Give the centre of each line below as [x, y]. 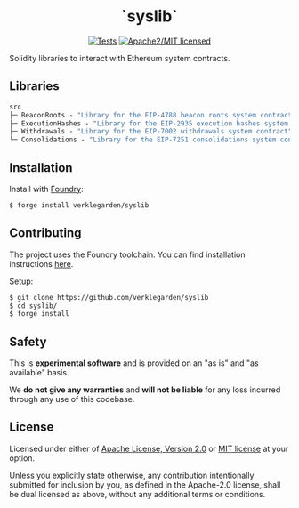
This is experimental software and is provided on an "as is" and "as [134, 363]
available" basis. [39, 373]
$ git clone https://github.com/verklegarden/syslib [109, 297]
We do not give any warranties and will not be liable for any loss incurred [145, 390]
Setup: [21, 281]
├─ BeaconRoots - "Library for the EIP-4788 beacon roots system [133, 115]
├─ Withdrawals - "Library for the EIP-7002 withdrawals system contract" [151, 132]
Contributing [45, 233]
